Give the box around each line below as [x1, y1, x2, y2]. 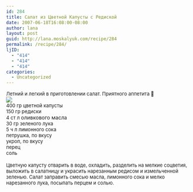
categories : [6, 69, 35, 75]
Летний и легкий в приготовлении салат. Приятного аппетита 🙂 [6, 91, 154, 97]
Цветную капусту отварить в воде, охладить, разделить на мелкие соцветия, [6, 162, 187, 168]
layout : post [6, 31, 38, 37]
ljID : [6, 47, 19, 53]
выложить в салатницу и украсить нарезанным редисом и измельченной [6, 168, 178, 174]
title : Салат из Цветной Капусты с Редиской [6, 14, 117, 20]
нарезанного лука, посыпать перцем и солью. [6, 180, 115, 186]
